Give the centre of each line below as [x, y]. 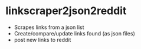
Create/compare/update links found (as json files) [74, 33]
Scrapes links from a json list [49, 27]
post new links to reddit [42, 40]
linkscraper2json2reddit [66, 11]
